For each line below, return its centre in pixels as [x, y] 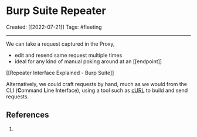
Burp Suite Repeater [56, 11]
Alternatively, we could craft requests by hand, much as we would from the [97, 84]
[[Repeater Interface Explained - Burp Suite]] [60, 73]
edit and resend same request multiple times [68, 55]
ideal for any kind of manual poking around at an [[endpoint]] [88, 61]
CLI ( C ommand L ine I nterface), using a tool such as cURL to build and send [97, 90]
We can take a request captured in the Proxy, [60, 44]
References [28, 115]
